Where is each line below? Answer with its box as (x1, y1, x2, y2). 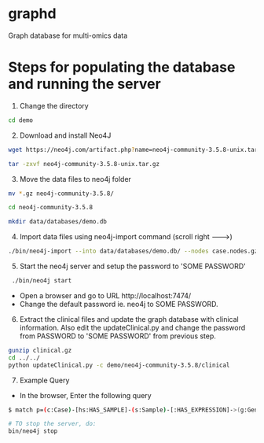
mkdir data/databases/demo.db (8, 218, 108, 226)
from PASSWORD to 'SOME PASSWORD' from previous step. (19, 331, 216, 341)
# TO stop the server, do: (8, 420, 97, 428)
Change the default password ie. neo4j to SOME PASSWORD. (19, 299, 218, 308)
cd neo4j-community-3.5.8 (8, 204, 93, 212)
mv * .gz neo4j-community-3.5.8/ (8, 190, 114, 198)
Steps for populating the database (8, 58, 236, 76)
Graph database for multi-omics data (8, 31, 128, 40)
